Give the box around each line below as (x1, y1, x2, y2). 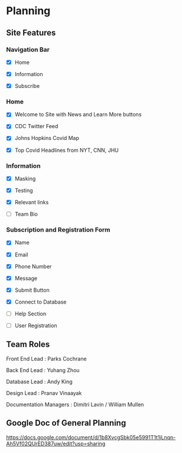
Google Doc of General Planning (6, 418, 126, 428)
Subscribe (14, 83, 40, 89)
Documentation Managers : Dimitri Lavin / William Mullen (6, 400, 144, 408)
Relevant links (14, 199, 49, 206)
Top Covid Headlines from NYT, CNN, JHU (14, 146, 119, 154)
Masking (14, 175, 36, 182)
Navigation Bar (6, 45, 50, 54)
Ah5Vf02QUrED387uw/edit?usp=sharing (6, 440, 106, 447)
